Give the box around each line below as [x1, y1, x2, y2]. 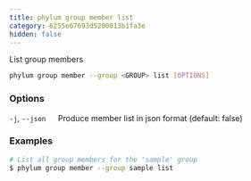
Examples [9, 135, 54, 147]
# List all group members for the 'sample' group [9, 155, 198, 164]
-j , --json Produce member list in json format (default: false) [9, 112, 243, 123]
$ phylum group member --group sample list [9, 163, 174, 172]
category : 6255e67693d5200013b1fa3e [9, 21, 146, 30]
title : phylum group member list [9, 12, 134, 22]
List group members [9, 54, 84, 65]
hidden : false [9, 29, 63, 38]
